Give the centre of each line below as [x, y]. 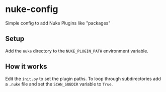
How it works [26, 67]
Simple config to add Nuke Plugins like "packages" [58, 23]
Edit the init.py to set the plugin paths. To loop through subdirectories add [83, 78]
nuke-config [32, 9]
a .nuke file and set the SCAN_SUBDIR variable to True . [59, 84]
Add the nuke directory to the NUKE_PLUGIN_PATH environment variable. [77, 50]
